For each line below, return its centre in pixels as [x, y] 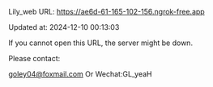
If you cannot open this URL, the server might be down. [100, 43]
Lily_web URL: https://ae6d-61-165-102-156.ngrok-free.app [106, 12]
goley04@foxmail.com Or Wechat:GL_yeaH [80, 74]
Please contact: [34, 58]
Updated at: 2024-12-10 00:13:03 [64, 27]
